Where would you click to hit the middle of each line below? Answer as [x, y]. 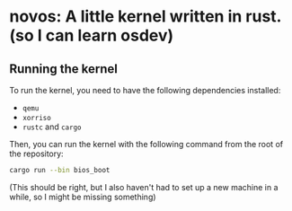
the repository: [37, 154]
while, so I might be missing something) [83, 197]
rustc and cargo [52, 127]
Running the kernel [64, 69]
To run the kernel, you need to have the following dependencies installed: [145, 90]
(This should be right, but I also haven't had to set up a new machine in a [144, 187]
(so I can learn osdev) [92, 35]
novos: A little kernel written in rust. [145, 17]
